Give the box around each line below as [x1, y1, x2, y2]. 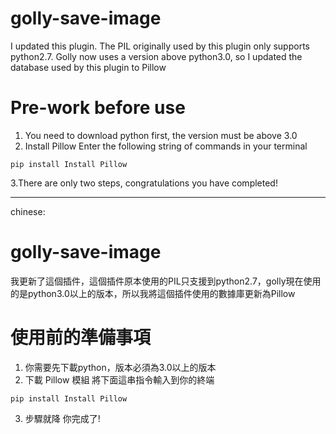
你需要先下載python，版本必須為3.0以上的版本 [24, 361, 217, 373]
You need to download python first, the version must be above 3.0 [24, 129, 298, 141]
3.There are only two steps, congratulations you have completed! [10, 177, 278, 189]
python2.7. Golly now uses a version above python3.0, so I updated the [10, 50, 303, 62]
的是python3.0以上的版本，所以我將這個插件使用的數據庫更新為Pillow [10, 287, 296, 299]
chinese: [10, 205, 46, 217]
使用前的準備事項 [10, 327, 152, 349]
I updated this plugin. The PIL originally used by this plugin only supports [10, 40, 310, 52]
